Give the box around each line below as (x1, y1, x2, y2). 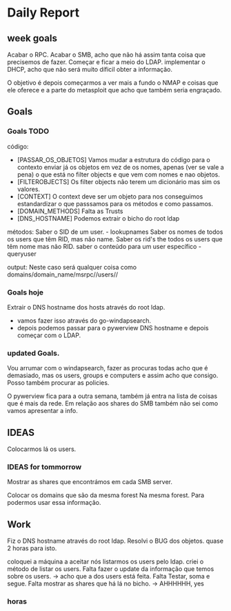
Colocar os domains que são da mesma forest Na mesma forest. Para (7, 491, 205, 499)
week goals (7, 32, 57, 44)
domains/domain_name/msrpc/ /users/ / (7, 270, 119, 279)
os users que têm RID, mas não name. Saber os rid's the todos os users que (7, 234, 223, 243)
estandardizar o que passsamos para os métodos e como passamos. (17, 199, 214, 208)
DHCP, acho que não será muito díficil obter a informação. (7, 66, 173, 73)
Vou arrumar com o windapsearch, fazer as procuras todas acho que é (7, 364, 208, 372)
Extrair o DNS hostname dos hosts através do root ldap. (7, 303, 165, 311)
